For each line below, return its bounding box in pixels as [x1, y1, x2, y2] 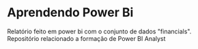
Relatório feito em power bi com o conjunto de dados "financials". [7, 27, 192, 35]
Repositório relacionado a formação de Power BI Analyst [7, 34, 166, 42]
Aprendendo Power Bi [7, 5, 134, 20]
